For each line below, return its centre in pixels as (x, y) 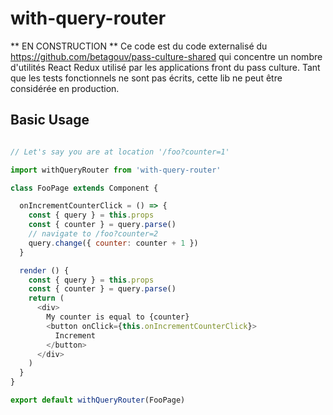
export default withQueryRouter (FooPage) (98, 400)
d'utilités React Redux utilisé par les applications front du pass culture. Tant (165, 67)
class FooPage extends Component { (84, 188)
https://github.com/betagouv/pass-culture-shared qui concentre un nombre (166, 56)
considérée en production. (65, 88)
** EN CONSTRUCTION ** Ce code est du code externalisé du (139, 46)
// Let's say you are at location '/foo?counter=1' (120, 152)
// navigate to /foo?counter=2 (93, 234)
